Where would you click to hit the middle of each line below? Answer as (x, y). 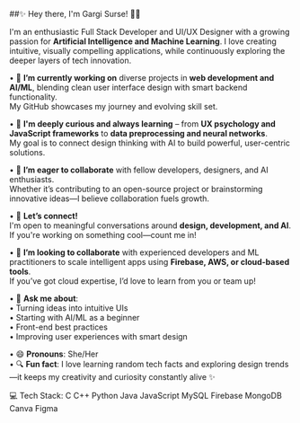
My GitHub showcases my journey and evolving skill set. (114, 106)
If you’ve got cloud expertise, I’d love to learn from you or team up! (132, 281)
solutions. (27, 152)
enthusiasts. (32, 179)
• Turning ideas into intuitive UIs (69, 308)
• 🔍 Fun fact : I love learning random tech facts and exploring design (136, 364)
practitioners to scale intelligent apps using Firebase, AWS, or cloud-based (150, 262)
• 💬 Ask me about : (44, 298)
